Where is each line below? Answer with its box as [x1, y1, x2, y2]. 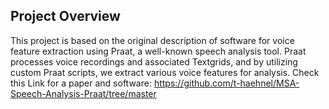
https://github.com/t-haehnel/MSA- [153, 77, 300, 89]
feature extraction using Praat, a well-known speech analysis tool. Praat [10, 45, 307, 57]
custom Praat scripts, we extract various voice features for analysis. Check [10, 66, 320, 78]
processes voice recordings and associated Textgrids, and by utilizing [10, 55, 298, 68]
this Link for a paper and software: [10, 77, 152, 89]
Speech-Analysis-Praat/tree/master [10, 87, 157, 99]
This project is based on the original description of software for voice [10, 34, 295, 46]
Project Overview [10, 8, 121, 25]
